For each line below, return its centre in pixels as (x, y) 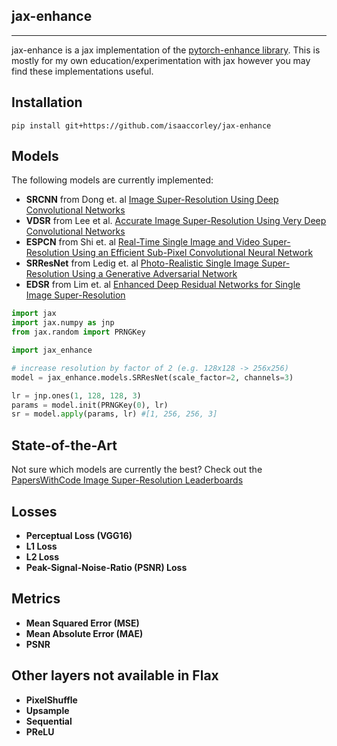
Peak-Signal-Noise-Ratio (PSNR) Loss (106, 567)
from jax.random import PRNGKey (78, 332)
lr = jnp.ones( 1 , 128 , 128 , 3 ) (76, 395)
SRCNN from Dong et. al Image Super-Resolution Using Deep (152, 200)
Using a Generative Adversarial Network (154, 274)
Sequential (49, 721)
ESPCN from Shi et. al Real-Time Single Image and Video (143, 242)
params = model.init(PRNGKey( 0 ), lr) (90, 405)
